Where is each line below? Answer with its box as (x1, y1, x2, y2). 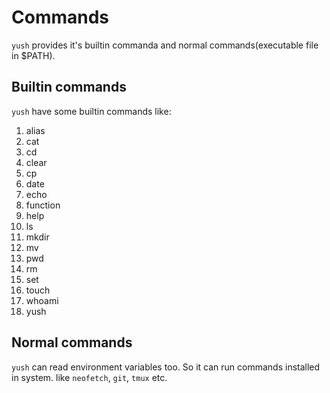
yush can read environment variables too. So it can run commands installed (11, 361, 321, 373)
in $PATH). (11, 49, 56, 61)
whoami (25, 294, 59, 306)
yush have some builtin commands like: (11, 105, 172, 117)
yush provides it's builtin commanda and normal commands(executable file (11, 39, 319, 51)
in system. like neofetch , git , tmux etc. (11, 371, 168, 383)
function (25, 199, 61, 211)
